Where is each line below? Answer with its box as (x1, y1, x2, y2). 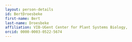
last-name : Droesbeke (5, 20, 49, 26)
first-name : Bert (5, 16, 41, 21)
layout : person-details (5, 7, 54, 12)
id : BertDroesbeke (5, 12, 43, 16)
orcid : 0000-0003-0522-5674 (5, 29, 63, 34)
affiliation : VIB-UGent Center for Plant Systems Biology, (5, 25, 128, 30)
